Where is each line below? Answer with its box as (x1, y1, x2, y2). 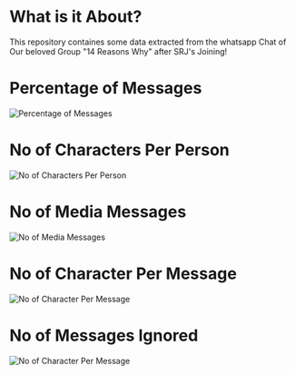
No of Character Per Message (9, 263, 238, 283)
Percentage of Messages (9, 78, 202, 99)
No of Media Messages (9, 202, 187, 222)
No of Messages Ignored (9, 325, 199, 346)
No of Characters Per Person (9, 140, 230, 161)
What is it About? (9, 6, 143, 27)
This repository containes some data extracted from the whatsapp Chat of (9, 36, 287, 47)
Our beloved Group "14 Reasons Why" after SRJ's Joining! (9, 45, 228, 56)
